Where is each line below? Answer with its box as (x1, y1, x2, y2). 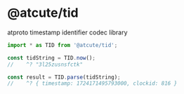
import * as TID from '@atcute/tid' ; (7, 41, 118, 48)
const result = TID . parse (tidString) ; (7, 74, 121, 81)
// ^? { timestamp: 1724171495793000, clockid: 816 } (7, 80, 178, 87)
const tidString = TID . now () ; (7, 54, 96, 61)
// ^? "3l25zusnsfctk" (7, 61, 83, 68)
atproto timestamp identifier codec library (7, 28, 128, 36)
